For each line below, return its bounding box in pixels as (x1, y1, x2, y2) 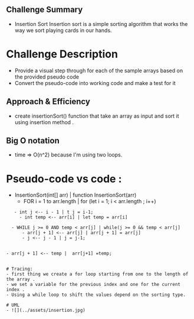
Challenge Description (6, 47, 118, 61)
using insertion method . (14, 118, 74, 126)
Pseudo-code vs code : (6, 172, 122, 185)
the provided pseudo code (14, 73, 80, 80)
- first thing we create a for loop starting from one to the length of (6, 271, 189, 277)
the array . (6, 276, 35, 282)
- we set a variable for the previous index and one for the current (6, 282, 181, 288)
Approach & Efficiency (6, 97, 90, 107)
